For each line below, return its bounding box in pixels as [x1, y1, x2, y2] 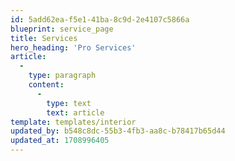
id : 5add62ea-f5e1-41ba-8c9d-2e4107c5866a [10, 14, 190, 25]
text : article [46, 107, 105, 118]
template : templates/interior [10, 117, 137, 127]
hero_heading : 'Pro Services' [10, 42, 137, 53]
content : [28, 80, 65, 90]
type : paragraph [28, 71, 97, 81]
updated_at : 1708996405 [10, 136, 110, 146]
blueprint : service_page [10, 24, 114, 34]
